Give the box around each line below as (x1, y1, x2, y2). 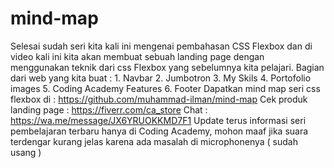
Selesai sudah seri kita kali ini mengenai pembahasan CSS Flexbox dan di (10, 40, 313, 52)
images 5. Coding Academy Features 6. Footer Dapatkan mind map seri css (10, 82, 321, 94)
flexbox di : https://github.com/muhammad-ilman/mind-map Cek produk (10, 93, 308, 105)
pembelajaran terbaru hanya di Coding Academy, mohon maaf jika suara (10, 125, 309, 137)
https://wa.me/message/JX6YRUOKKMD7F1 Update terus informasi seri (10, 114, 307, 126)
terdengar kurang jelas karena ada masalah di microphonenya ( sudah (10, 135, 298, 147)
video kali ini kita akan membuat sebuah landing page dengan (10, 50, 265, 62)
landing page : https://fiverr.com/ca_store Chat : (10, 103, 208, 116)
